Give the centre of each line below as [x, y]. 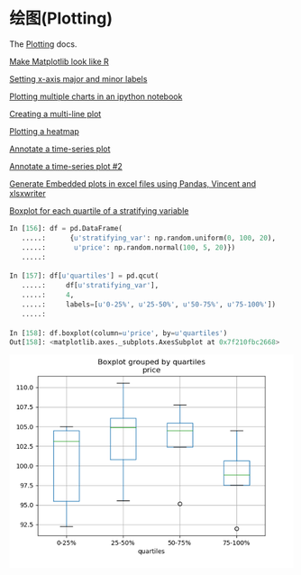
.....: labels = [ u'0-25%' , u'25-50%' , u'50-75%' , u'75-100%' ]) [149, 304]
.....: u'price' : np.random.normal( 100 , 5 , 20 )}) [128, 247]
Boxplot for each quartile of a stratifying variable [99, 210]
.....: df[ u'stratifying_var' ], [90, 286]
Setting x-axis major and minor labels [78, 78]
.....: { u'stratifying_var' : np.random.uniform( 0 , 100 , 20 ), [149, 238]
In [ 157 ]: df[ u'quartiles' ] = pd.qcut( [84, 276]
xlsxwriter [28, 193]
